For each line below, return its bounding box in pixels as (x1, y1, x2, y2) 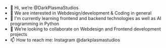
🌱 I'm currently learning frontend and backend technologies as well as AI (10, 15, 161, 21)
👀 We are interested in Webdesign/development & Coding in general (10, 10, 152, 16)
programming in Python (10, 20, 60, 26)
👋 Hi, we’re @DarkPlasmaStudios (10, 5, 79, 10)
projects (10, 31, 28, 37)
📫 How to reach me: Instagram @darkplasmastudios (10, 37, 120, 42)
